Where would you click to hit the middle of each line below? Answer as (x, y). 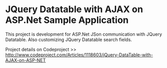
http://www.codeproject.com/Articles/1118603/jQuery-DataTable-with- (79, 55)
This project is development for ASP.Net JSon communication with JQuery (84, 34)
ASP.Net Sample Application (67, 20)
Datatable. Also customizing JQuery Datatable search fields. (69, 40)
